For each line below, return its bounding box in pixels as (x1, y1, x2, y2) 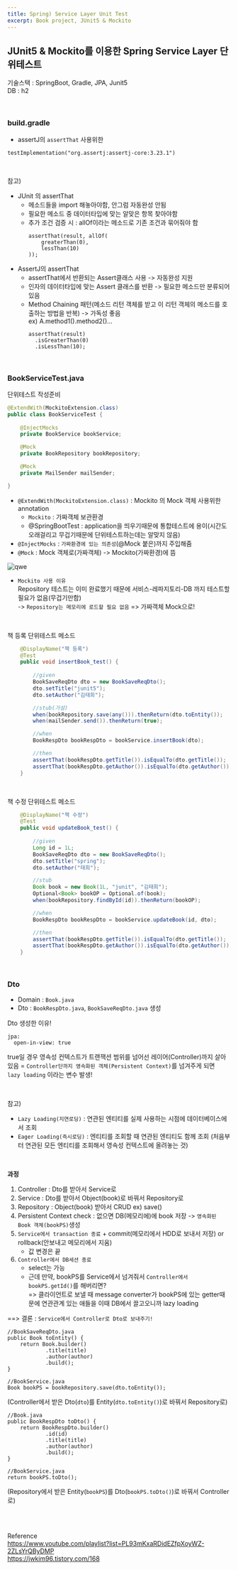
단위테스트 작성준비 (7, 390, 61, 399)
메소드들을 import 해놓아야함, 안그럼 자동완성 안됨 (28, 200, 166, 209)
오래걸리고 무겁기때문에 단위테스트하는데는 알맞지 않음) (28, 530, 181, 538)
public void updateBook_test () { (20, 825, 119, 832)
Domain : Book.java (17, 995, 74, 1004)
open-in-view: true (13, 1039, 72, 1046)
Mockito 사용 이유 (17, 577, 66, 585)
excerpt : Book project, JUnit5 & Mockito (7, 17, 132, 24)
